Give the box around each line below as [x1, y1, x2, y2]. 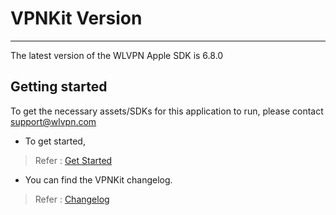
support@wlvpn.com [10, 115, 97, 127]
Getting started [10, 78, 108, 96]
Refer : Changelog [34, 193, 110, 205]
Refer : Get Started [34, 154, 113, 166]
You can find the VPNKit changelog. [24, 173, 173, 186]
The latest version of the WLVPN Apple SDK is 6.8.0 [10, 49, 224, 61]
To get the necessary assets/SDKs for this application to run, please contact [10, 105, 324, 117]
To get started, [24, 135, 86, 147]
